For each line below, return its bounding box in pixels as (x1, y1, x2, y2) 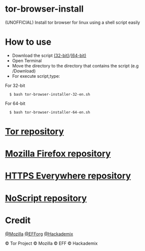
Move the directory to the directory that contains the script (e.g (12, 63, 139, 68)
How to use (5, 36, 52, 48)
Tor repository (5, 126, 64, 137)
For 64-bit (5, 100, 26, 106)
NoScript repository (5, 193, 87, 203)
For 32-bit (5, 83, 25, 88)
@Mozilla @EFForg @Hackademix (5, 231, 73, 236)
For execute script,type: (12, 73, 60, 79)
